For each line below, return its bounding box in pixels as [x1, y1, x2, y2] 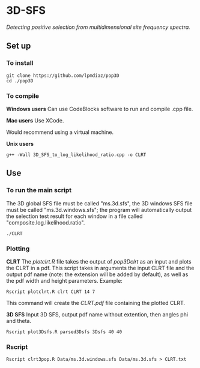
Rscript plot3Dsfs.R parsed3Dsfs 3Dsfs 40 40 [6, 328, 122, 335]
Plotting [6, 244, 30, 253]
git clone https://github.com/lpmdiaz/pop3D [6, 73, 120, 79]
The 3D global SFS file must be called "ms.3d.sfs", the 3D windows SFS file [6, 199, 193, 207]
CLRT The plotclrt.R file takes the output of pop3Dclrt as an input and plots [6, 258, 192, 265]
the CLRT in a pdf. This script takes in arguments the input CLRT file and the [6, 264, 195, 271]
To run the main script [6, 186, 72, 195]
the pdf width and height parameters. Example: [6, 277, 123, 284]
